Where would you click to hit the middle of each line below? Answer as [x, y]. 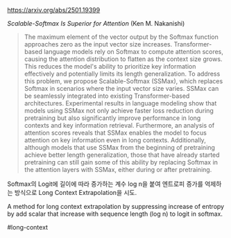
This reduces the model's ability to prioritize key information [110, 66]
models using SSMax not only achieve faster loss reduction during [119, 111]
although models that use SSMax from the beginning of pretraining [119, 147]
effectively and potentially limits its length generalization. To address [122, 74]
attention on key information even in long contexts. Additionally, [115, 140]
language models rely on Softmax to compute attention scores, [134, 52]
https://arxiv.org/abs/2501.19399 [54, 10]
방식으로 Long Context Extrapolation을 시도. [76, 193]
